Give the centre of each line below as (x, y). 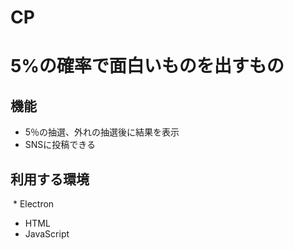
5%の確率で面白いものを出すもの (147, 66)
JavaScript (47, 234)
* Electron (33, 204)
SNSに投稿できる (60, 145)
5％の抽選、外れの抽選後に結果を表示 (102, 132)
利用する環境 (50, 179)
